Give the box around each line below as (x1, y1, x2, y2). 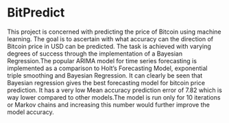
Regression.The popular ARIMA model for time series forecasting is (7, 56, 197, 65)
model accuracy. (7, 108, 54, 116)
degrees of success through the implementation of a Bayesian (7, 49, 183, 58)
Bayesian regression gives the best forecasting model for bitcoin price (7, 78, 206, 87)
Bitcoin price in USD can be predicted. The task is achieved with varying (7, 42, 211, 50)
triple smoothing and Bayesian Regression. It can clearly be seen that (7, 71, 203, 80)
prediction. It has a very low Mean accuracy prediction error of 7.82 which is (7, 86, 223, 94)
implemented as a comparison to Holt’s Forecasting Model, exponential (7, 64, 208, 72)
